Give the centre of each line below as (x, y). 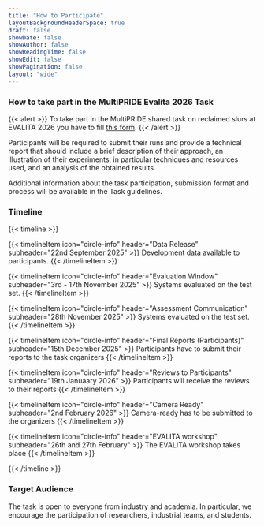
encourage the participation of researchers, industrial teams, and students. (130, 514)
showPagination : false (45, 67)
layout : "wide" (33, 74)
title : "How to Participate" (56, 15)
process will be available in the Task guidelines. (86, 191)
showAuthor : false (38, 45)
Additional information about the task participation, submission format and (129, 183)
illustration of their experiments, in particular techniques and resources (123, 159)
